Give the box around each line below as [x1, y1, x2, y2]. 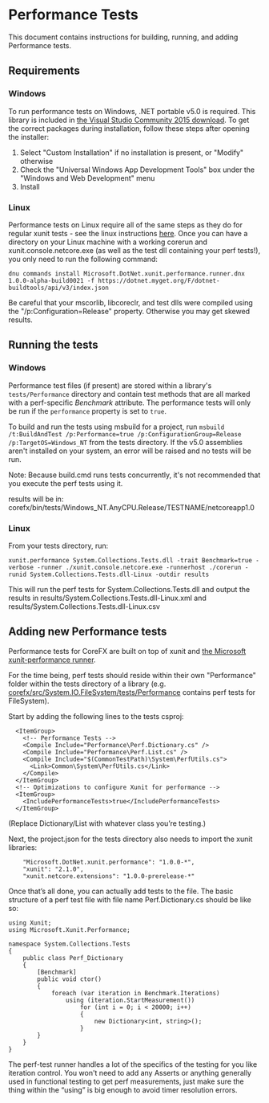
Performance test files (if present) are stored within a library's [8, 380, 212, 390]
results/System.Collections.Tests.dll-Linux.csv [8, 601, 160, 611]
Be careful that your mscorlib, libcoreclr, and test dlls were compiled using [8, 297, 254, 307]
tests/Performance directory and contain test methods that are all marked [8, 389, 251, 398]
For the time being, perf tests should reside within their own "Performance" [8, 670, 256, 680]
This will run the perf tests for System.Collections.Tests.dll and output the [8, 584, 251, 594]
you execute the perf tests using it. [8, 478, 123, 488]
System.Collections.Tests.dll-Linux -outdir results [29, 570, 210, 578]
